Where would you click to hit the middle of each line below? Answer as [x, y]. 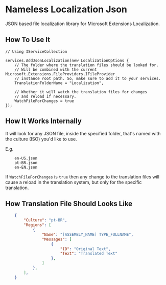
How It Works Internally [43, 121]
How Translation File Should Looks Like [69, 203]
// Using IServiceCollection [36, 52]
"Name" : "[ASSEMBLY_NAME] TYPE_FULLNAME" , [88, 234]
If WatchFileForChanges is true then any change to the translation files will [82, 177]
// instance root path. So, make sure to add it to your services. [88, 78]
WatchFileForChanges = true [44, 101]
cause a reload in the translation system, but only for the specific [74, 182]
